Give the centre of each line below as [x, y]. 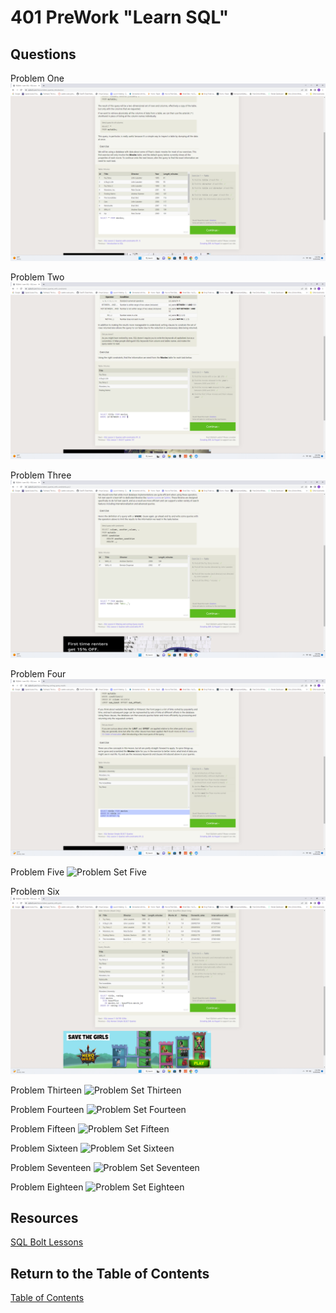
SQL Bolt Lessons [47, 1242]
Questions [43, 54]
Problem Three [41, 475]
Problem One [37, 78]
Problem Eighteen [47, 1187]
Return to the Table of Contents [110, 1273]
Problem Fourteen [47, 1109]
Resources [44, 1217]
